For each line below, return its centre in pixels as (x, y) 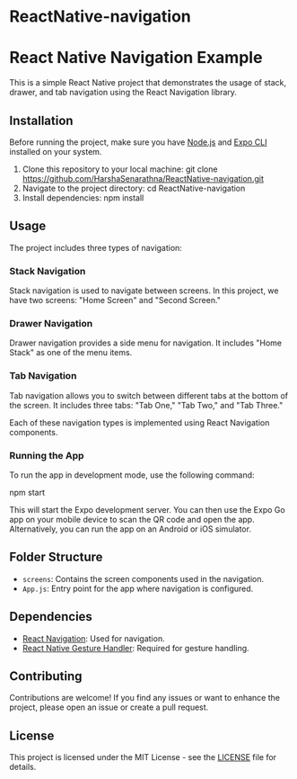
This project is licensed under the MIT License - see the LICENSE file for (143, 757)
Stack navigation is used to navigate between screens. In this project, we (144, 291)
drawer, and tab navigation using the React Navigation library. (123, 93)
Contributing (46, 676)
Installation (41, 120)
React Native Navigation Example (136, 58)
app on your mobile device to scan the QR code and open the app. (132, 519)
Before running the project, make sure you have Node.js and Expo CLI (138, 142)
